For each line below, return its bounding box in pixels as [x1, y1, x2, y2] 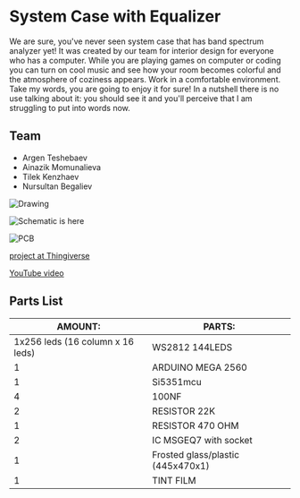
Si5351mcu [151, 375, 203, 388]
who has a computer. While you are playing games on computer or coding [9, 55, 281, 65]
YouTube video [9, 267, 64, 279]
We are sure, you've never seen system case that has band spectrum [9, 36, 264, 47]
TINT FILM [151, 474, 196, 486]
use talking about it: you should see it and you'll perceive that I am [9, 92, 253, 104]
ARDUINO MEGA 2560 [151, 361, 247, 373]
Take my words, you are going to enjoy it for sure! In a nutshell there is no [9, 83, 279, 94]
